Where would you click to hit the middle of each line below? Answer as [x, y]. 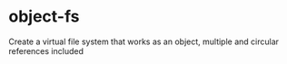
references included [46, 50]
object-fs [44, 17]
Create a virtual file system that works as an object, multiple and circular [143, 41]
